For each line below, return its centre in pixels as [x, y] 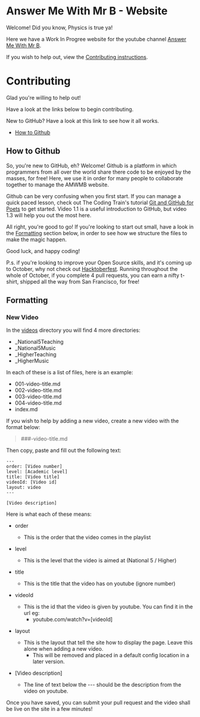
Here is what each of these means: [49, 514]
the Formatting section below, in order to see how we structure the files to [97, 233]
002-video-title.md [38, 390]
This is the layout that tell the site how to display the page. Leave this [108, 642]
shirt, [12, 281]
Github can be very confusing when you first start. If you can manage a [94, 196]
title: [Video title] [33, 477]
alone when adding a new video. [63, 649]
